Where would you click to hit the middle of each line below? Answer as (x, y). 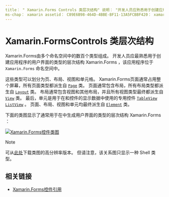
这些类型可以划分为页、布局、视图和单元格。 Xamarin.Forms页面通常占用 (81, 79)
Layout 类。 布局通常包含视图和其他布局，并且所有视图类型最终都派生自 (89, 92)
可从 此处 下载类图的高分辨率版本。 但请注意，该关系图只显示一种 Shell (78, 153)
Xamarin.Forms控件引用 (37, 189)
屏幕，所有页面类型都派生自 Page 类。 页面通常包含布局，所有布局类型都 (84, 86)
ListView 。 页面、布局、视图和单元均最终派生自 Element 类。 (69, 104)
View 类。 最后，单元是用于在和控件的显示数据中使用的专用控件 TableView (81, 98)
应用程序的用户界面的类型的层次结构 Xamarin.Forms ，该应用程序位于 (81, 62)
